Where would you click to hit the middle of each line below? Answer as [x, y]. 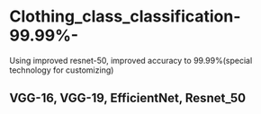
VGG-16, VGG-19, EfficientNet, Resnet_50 [127, 98]
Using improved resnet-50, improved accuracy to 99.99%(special [131, 60]
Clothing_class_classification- [125, 17]
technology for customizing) [62, 70]
